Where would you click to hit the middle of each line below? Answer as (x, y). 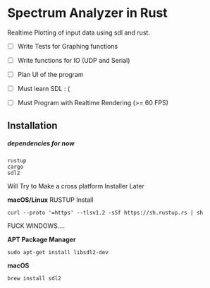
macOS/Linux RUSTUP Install (50, 200)
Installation (32, 125)
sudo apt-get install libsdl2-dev (58, 252)
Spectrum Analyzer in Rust (87, 13)
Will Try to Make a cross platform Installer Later (76, 186)
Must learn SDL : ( (44, 89)
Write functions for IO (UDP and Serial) (74, 60)
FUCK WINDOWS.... (36, 226)
